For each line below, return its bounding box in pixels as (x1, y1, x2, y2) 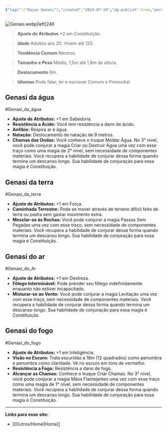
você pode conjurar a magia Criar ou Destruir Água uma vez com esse (12, 142, 157, 148)
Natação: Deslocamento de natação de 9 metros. (12, 132, 114, 138)
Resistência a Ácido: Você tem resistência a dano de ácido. (12, 121, 135, 127)
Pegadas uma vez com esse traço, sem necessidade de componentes (12, 222, 156, 228)
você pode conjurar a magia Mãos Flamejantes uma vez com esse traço (12, 376, 160, 382)
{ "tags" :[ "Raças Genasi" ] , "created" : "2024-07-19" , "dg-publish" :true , (5, 7, 153, 12)
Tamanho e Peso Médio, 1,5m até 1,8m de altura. (17, 59, 117, 65)
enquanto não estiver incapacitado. (12, 286, 85, 292)
